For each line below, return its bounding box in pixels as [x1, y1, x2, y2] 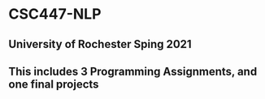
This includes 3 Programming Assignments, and [8, 64, 258, 78]
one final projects [8, 77, 99, 91]
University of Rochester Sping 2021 [8, 37, 193, 51]
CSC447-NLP [8, 5, 102, 24]
